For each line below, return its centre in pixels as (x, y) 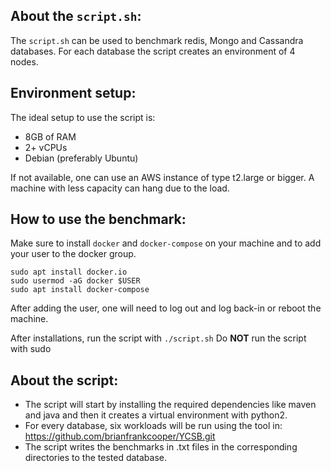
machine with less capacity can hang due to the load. (120, 188)
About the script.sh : (76, 16)
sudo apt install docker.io (69, 272)
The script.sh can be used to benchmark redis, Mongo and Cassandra (157, 40)
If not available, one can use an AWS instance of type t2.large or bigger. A (162, 177)
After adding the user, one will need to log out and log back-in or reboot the (166, 308)
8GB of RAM (50, 136)
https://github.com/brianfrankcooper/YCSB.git (120, 436)
